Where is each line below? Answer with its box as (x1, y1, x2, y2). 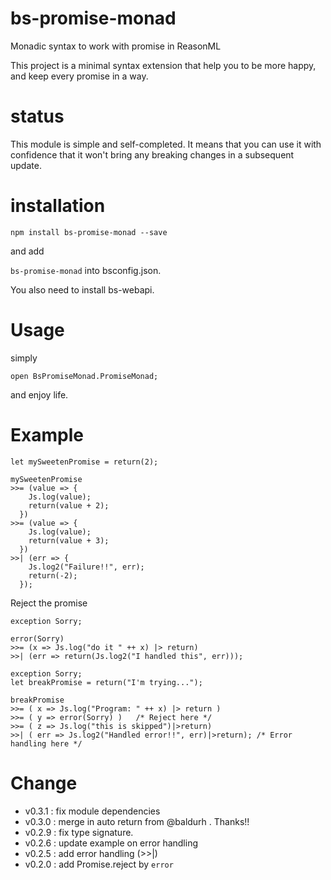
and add (10, 245, 45, 257)
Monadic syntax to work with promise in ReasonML (10, 40, 222, 52)
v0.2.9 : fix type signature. (24, 826, 134, 838)
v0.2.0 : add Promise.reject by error (24, 858, 174, 870)
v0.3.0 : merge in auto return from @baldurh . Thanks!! (24, 815, 250, 827)
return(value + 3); (28, 535, 110, 546)
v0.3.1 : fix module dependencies (24, 805, 161, 817)
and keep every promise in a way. (10, 70, 149, 82)
